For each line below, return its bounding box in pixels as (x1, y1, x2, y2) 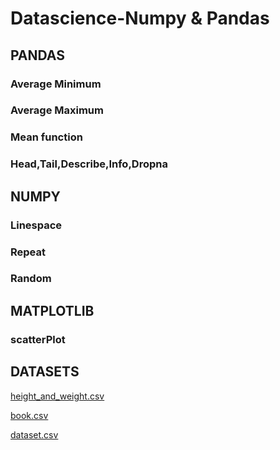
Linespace (10, 218, 63, 232)
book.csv (10, 409, 49, 421)
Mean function (10, 130, 83, 144)
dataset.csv (10, 428, 59, 441)
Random (10, 272, 52, 286)
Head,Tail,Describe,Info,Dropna (10, 157, 168, 171)
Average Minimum (10, 77, 102, 91)
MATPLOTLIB (10, 302, 95, 319)
